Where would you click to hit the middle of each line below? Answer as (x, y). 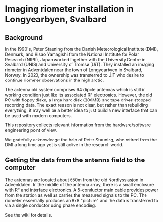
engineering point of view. (31, 130)
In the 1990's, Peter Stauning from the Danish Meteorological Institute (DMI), (81, 49)
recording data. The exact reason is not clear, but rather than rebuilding (77, 105)
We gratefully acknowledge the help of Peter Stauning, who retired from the (81, 140)
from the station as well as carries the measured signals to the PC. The (76, 195)
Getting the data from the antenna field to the (75, 160)
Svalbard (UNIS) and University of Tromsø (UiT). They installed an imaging (80, 65)
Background (24, 37)
